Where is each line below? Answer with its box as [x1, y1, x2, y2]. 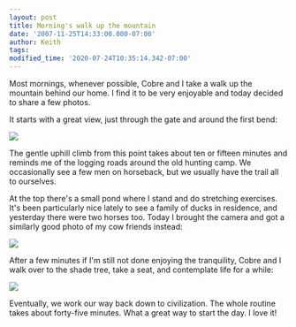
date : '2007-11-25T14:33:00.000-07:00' [9, 29, 156, 38]
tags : [9, 46, 29, 55]
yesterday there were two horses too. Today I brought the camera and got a [9, 212, 285, 222]
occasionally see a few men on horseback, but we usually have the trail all [9, 167, 279, 177]
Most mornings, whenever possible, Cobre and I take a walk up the [9, 79, 253, 88]
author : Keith [9, 37, 62, 47]
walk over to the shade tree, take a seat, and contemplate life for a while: [9, 264, 274, 275]
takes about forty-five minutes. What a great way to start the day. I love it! [9, 308, 277, 318]
